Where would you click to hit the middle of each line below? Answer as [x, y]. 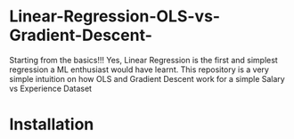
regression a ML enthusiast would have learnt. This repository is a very [139, 69]
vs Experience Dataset [50, 88]
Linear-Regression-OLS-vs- [115, 16]
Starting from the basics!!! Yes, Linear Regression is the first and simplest [143, 60]
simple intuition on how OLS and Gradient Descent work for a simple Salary [147, 78]
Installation [52, 124]
